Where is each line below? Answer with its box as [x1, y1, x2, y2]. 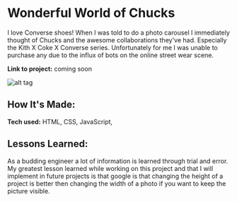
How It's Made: [7, 99, 76, 111]
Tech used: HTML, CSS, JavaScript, [7, 117, 113, 126]
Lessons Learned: [7, 138, 88, 150]
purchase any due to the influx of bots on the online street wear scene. [7, 51, 214, 59]
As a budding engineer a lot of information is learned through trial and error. [7, 157, 229, 165]
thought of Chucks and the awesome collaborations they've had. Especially [7, 35, 227, 44]
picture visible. [7, 186, 51, 195]
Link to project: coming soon [7, 64, 92, 73]
